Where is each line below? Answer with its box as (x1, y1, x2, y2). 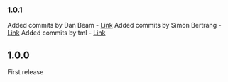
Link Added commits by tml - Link (7, 28, 106, 37)
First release (7, 68, 44, 76)
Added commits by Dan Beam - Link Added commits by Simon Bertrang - (7, 21, 222, 30)
